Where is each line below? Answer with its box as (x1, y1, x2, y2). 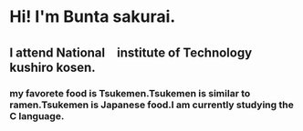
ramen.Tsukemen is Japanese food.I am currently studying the (9, 98, 294, 111)
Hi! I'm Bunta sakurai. (9, 6, 176, 27)
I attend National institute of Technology (9, 45, 253, 60)
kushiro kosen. (9, 59, 96, 75)
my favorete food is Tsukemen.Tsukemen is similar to (9, 86, 251, 99)
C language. (9, 109, 65, 122)
